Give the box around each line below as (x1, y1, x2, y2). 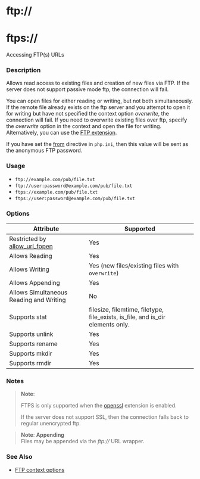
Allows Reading (9, 252, 52, 260)
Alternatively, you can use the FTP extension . (6, 129, 117, 136)
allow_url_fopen (9, 242, 53, 251)
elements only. (89, 321, 130, 329)
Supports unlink (9, 330, 54, 338)
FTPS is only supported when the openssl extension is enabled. (20, 402, 177, 409)
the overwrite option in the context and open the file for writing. (6, 123, 162, 130)
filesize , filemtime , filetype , (89, 306, 164, 314)
